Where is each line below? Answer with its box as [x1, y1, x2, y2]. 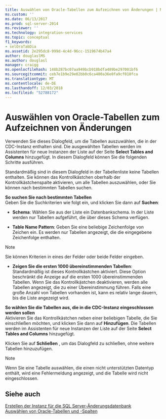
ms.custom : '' [5, 12, 35, 17]
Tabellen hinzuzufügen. [5, 346, 53, 352]
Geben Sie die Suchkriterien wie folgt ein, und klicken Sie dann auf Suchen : [5, 200, 160, 206]
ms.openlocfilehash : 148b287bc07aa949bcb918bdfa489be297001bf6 [5, 67, 138, 72]
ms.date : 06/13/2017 [5, 16, 48, 21]
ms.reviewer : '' [5, 26, 39, 31]
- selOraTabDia [5, 44, 37, 49]
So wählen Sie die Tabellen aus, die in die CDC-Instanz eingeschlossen [5, 305, 154, 311]
